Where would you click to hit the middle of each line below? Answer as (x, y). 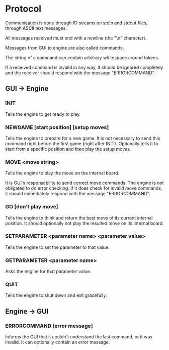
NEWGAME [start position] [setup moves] (57, 127)
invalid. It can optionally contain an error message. (58, 342)
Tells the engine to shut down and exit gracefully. (56, 295)
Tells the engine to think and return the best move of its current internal (79, 217)
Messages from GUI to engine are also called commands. (65, 48)
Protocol (23, 9)
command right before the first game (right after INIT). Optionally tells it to (82, 143)
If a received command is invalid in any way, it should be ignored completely (84, 67)
